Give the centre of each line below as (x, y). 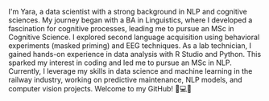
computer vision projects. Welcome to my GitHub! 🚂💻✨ (100, 89)
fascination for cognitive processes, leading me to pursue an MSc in (122, 28)
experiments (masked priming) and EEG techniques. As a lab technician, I (130, 46)
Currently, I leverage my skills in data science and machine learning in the (130, 71)
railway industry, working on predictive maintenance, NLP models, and (126, 80)
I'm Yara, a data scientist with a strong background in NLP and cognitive (128, 12)
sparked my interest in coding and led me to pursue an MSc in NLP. (120, 63)
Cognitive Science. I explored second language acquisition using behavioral (134, 37)
